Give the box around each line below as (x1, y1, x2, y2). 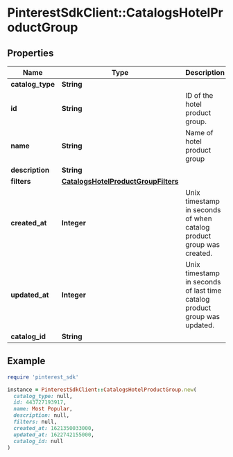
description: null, (13, 412, 70, 419)
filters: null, (13, 418, 58, 426)
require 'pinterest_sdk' (7, 373, 79, 381)
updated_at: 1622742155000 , (13, 431, 95, 438)
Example (7, 355, 46, 367)
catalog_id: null (13, 438, 64, 445)
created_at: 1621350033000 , (13, 424, 95, 431)
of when (184, 214, 213, 223)
